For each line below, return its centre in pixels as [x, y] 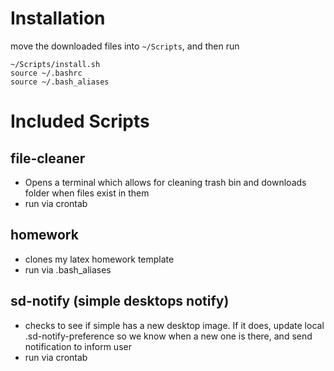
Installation [58, 18]
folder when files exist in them [87, 193]
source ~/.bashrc [46, 73]
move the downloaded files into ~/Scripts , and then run [125, 46]
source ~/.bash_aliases [60, 82]
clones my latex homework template [99, 259]
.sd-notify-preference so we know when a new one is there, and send [168, 336]
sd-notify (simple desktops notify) [120, 301]
